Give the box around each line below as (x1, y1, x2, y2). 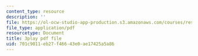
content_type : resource (6, 8, 65, 15)
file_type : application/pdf (6, 24, 75, 31)
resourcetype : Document (6, 30, 65, 36)
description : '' (6, 14, 46, 20)
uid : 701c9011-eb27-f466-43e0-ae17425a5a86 (6, 41, 115, 47)
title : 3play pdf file (6, 36, 62, 41)
